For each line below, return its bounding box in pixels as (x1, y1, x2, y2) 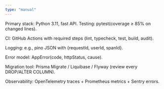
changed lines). (5, 25, 37, 32)
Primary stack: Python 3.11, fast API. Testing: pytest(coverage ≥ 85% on (5, 21, 151, 26)
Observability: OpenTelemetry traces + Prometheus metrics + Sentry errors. (5, 78, 160, 84)
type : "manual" (5, 7, 37, 12)
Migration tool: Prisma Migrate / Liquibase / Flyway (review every (5, 64, 138, 69)
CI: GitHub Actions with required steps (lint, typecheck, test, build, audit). (5, 35, 154, 41)
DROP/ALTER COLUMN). (5, 69, 55, 75)
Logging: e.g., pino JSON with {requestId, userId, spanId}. (5, 44, 123, 50)
